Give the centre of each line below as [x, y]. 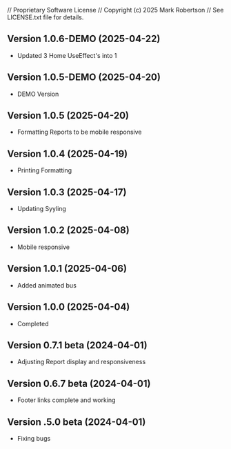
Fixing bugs [34, 438]
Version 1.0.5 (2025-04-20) [68, 116]
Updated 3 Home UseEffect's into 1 [67, 55]
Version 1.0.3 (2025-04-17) [67, 192]
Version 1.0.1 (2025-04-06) [67, 269]
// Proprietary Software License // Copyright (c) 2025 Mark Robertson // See [115, 10]
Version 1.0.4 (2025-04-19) [68, 153]
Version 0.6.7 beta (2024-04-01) [79, 383]
